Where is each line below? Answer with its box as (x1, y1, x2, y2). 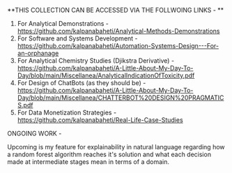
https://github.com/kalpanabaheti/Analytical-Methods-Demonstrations (17, 27, 220, 35)
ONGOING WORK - (7, 129, 62, 137)
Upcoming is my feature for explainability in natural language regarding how (7, 143, 225, 151)
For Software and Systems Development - (17, 34, 138, 43)
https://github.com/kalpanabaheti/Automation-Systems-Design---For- (17, 42, 219, 50)
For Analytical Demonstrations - (17, 20, 109, 27)
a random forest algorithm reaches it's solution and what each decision (7, 150, 211, 158)
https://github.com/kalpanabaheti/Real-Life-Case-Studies (17, 116, 183, 124)
